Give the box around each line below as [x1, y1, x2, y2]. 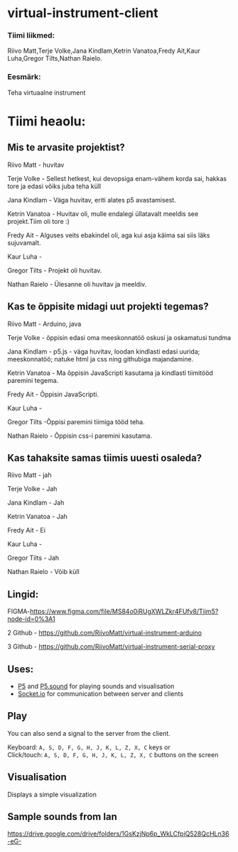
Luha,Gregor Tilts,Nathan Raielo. [7, 54, 102, 63]
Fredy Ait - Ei [7, 526, 46, 535]
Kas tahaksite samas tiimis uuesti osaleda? [7, 451, 202, 464]
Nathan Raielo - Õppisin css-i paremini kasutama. [7, 431, 153, 440]
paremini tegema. [7, 376, 59, 384]
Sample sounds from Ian [7, 811, 117, 823]
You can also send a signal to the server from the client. [7, 729, 171, 737]
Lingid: [7, 588, 39, 600]
